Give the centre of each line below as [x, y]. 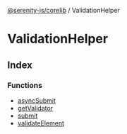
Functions [25, 85]
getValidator [35, 108]
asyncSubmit [37, 100]
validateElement [41, 123]
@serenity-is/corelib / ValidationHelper [64, 10]
